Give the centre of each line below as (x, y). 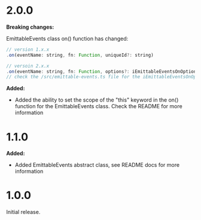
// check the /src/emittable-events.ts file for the (73, 77)
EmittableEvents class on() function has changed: (67, 38)
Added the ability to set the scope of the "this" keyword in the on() (97, 100)
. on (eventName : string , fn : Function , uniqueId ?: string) (80, 55)
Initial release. (23, 212)
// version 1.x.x (28, 49)
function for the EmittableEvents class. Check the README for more (98, 106)
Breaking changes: (30, 27)
